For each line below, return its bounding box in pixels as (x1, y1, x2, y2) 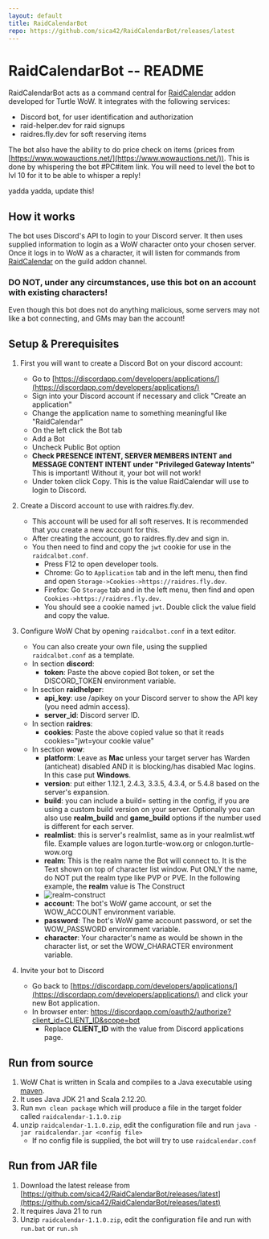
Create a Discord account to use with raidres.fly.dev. (19, 501, 194, 511)
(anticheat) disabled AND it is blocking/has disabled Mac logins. (43, 762, 255, 772)
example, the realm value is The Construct (43, 881, 185, 891)
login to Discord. (31, 485, 87, 495)
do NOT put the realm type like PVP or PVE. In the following (43, 873, 241, 883)
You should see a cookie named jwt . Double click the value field (43, 602, 256, 612)
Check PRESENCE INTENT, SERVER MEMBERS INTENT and (31, 451, 233, 461)
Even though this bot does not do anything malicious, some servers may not (8, 305, 260, 315)
